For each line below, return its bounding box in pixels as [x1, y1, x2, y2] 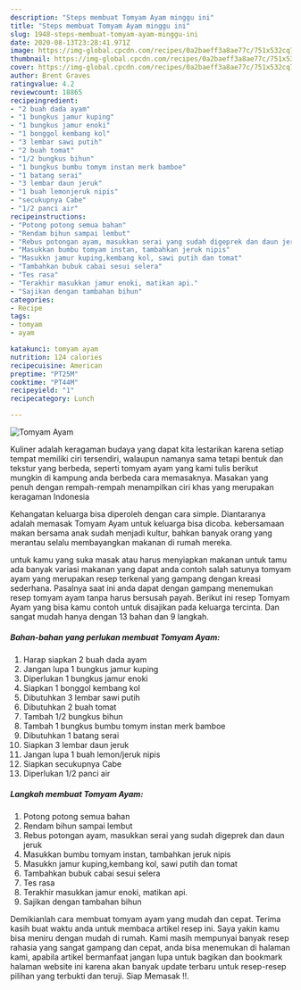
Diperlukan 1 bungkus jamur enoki [22, 673, 148, 684]
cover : [10, 63, 35, 72]
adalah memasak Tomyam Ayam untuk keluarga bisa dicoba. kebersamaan [10, 519, 285, 528]
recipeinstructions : [10, 212, 88, 221]
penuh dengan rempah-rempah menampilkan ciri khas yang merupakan [10, 482, 275, 492]
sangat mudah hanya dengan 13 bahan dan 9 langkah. [10, 611, 209, 621]
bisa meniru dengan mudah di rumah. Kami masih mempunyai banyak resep [10, 932, 289, 943]
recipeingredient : [10, 96, 79, 105]
